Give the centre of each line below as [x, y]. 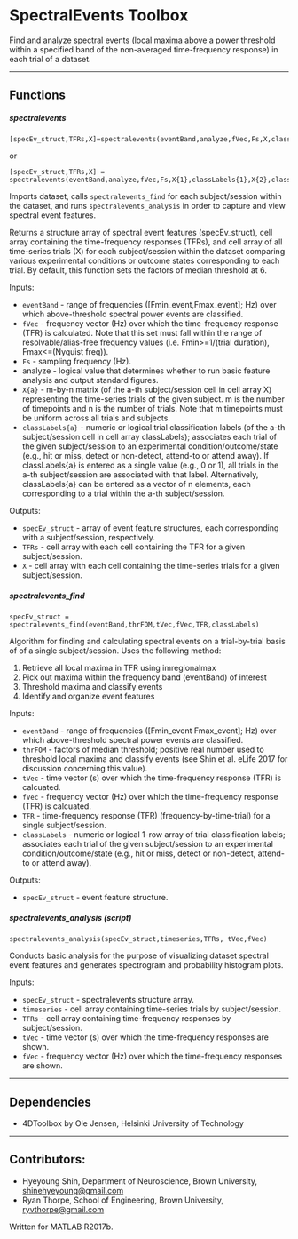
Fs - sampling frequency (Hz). [76, 362]
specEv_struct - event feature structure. [95, 898]
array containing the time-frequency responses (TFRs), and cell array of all [146, 242]
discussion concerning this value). [85, 769]
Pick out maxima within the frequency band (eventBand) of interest [145, 677]
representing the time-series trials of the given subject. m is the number [153, 399]
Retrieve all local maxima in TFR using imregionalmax [119, 668]
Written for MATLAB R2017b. [61, 1227]
